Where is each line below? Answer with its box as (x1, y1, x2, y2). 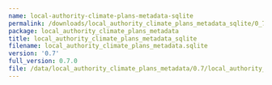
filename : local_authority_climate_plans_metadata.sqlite (8, 42, 208, 50)
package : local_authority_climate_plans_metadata (8, 27, 180, 35)
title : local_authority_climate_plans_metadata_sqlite (8, 34, 198, 43)
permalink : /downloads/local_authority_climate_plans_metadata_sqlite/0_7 (8, 19, 266, 28)
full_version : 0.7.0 (8, 57, 79, 66)
